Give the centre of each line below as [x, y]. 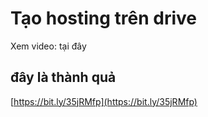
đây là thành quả [63, 77]
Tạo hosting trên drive [104, 18]
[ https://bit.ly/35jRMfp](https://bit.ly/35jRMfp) [104, 101]
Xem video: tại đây [48, 46]
